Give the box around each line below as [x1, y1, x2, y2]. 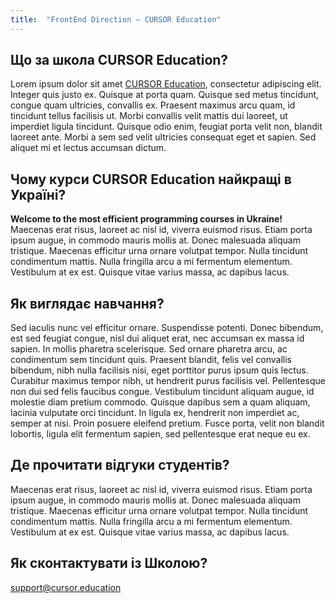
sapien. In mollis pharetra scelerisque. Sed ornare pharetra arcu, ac [10, 343, 288, 355]
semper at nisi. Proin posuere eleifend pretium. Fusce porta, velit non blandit [10, 417, 325, 430]
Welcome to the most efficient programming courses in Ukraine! [10, 213, 283, 225]
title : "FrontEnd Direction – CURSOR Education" [10, 14, 222, 25]
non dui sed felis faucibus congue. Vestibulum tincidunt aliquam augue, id [10, 386, 315, 398]
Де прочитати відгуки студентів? [10, 457, 230, 474]
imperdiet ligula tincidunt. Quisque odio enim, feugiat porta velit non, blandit [10, 121, 323, 133]
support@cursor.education [10, 581, 122, 593]
